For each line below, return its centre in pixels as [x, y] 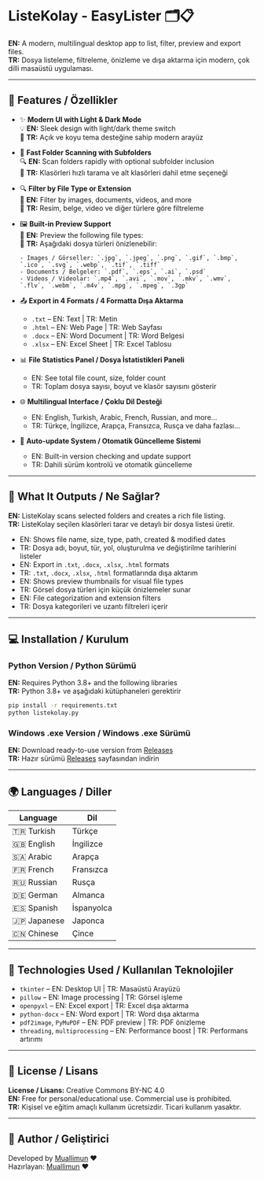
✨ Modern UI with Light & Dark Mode [81, 119]
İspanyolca [92, 908]
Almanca [88, 895]
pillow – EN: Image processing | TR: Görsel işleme [101, 997]
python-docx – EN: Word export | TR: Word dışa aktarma [109, 1014]
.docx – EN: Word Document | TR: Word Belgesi [108, 336]
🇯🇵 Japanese [38, 921]
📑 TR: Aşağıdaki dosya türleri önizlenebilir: [88, 243]
